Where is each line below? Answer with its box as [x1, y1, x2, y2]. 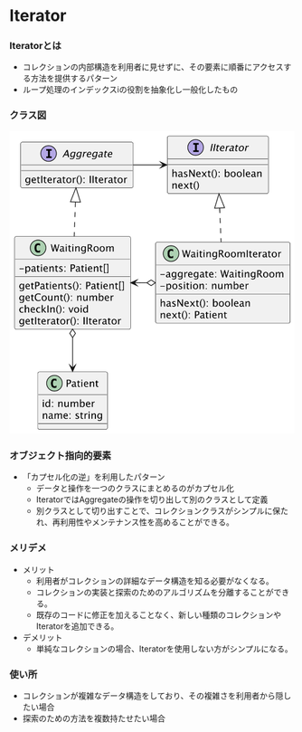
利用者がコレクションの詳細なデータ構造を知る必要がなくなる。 [35, 575, 274, 586]
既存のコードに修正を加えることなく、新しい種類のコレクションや [35, 609, 282, 620]
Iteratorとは [9, 40, 61, 52]
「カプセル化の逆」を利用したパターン [22, 471, 165, 482]
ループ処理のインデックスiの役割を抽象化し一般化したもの [22, 84, 238, 95]
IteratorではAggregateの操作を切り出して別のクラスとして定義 [35, 494, 269, 505]
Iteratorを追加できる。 [35, 621, 119, 632]
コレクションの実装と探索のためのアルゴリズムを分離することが [35, 586, 274, 597]
